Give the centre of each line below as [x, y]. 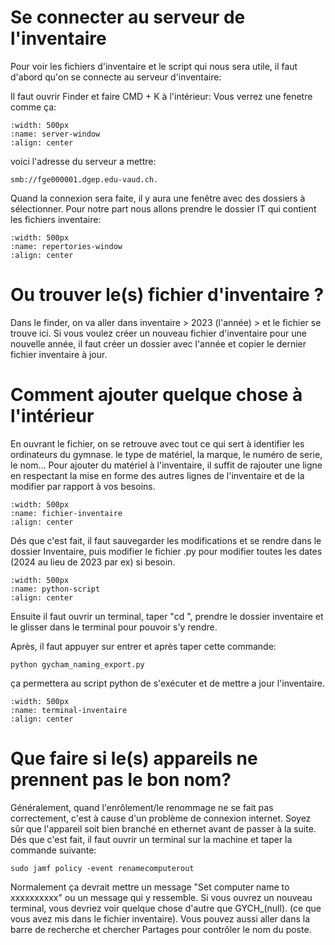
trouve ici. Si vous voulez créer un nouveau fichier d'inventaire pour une [158, 333]
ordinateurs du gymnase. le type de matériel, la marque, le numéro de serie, [166, 454]
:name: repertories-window [66, 246]
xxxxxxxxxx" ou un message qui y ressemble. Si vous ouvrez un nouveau [161, 897]
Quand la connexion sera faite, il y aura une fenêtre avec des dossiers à [158, 198]
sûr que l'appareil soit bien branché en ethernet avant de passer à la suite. [163, 828]
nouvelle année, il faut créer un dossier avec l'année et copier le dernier [158, 343]
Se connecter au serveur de [128, 17]
